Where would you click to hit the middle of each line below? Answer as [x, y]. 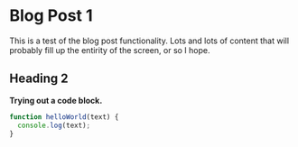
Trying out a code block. [56, 100]
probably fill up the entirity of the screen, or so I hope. [110, 50]
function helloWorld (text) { [64, 117]
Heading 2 [39, 79]
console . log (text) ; [54, 125]
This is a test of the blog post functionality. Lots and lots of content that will [149, 41]
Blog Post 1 [51, 16]
